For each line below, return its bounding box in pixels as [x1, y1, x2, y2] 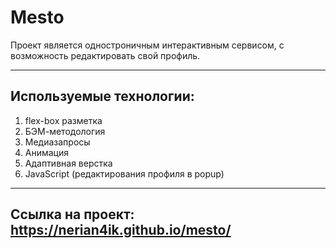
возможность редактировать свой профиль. [10, 49, 201, 61]
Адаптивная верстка [24, 157, 113, 169]
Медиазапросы [24, 136, 91, 148]
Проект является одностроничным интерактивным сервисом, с [10, 39, 285, 51]
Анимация [24, 146, 70, 158]
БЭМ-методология [24, 125, 106, 137]
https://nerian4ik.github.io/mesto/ [10, 222, 232, 239]
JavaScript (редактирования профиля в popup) [24, 167, 225, 180]
